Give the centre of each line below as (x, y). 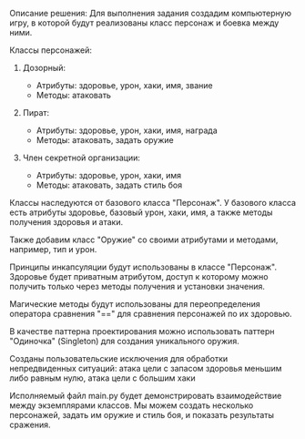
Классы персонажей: (51, 50)
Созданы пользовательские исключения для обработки (119, 358)
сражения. (30, 424)
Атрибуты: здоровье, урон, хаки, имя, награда (127, 130)
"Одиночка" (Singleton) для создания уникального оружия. (124, 341)
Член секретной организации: (81, 158)
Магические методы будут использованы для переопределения (135, 304)
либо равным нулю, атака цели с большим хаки (102, 378)
